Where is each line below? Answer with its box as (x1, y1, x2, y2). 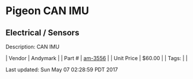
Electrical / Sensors (5, 28, 80, 38)
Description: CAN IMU (5, 43, 60, 50)
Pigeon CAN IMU (5, 4, 90, 18)
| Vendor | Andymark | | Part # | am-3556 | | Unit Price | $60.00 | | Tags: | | (5, 55, 188, 61)
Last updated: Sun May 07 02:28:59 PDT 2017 (5, 66, 118, 73)
